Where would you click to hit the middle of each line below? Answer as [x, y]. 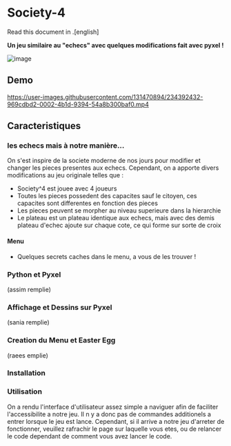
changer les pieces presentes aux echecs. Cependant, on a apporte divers [113, 168]
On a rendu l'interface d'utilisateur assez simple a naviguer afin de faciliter [113, 407]
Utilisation [25, 391]
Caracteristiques [44, 126]
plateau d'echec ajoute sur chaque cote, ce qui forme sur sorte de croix [119, 225]
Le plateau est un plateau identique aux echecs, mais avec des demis [116, 218]
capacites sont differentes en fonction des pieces [88, 203]
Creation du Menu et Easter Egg [61, 340]
